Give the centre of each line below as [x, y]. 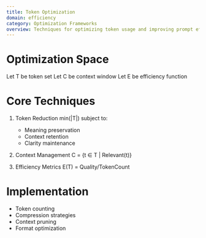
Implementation [48, 192]
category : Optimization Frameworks [52, 23]
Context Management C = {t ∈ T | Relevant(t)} [74, 155]
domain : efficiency [31, 18]
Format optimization [40, 228]
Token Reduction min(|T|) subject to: [61, 118]
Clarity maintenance [50, 143]
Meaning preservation [52, 130]
